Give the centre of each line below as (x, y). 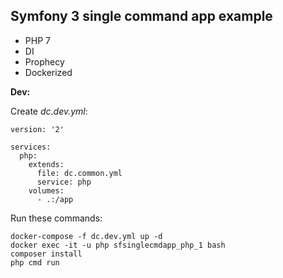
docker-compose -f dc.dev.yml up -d (86, 236)
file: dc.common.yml (79, 173)
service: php (64, 182)
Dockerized (48, 72)
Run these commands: (56, 218)
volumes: (46, 190)
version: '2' (37, 129)
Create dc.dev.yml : (49, 111)
